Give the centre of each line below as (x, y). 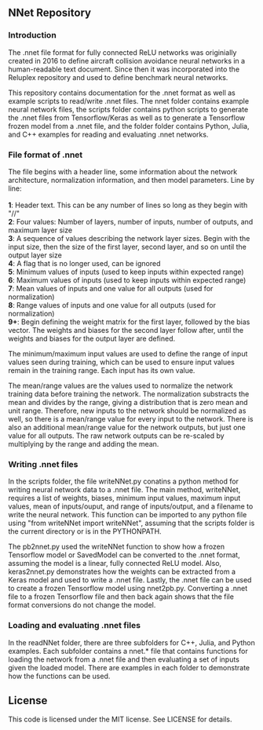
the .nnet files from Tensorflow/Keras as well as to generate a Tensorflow (127, 118)
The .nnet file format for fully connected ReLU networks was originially (122, 52)
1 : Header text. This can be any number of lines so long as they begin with (128, 205)
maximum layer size (40, 230)
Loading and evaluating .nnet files (75, 626)
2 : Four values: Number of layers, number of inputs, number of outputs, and (131, 221)
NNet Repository (50, 13)
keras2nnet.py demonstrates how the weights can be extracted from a (122, 571)
